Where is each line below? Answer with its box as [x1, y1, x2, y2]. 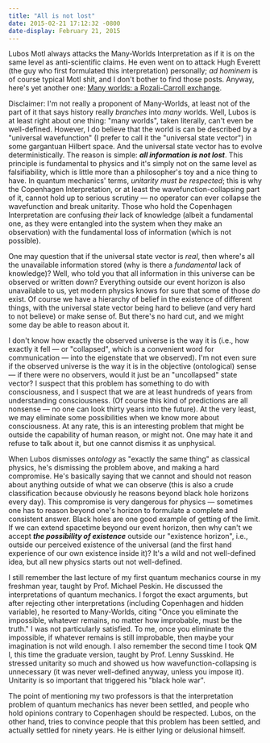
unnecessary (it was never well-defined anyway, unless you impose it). [8, 667, 244, 677]
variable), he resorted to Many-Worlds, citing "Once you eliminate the [8, 607, 239, 617]
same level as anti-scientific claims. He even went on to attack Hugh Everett [8, 57, 261, 67]
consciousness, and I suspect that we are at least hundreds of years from [8, 387, 252, 397]
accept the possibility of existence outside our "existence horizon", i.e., [8, 532, 248, 541]
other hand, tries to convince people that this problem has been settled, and [8, 717, 260, 727]
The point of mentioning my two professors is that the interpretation [8, 691, 234, 701]
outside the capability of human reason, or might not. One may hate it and [8, 430, 254, 440]
